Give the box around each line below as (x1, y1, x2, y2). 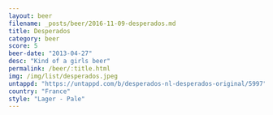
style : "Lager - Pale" (8, 95, 85, 103)
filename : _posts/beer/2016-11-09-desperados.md (8, 19, 176, 28)
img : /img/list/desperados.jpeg (8, 72, 118, 80)
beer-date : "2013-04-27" (8, 49, 93, 57)
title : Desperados (8, 27, 71, 35)
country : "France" (8, 87, 71, 96)
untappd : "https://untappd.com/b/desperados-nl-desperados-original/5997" (8, 79, 267, 87)
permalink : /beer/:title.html (8, 65, 111, 73)
